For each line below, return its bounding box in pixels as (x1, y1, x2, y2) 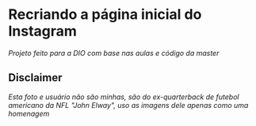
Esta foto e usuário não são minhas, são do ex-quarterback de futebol (8, 92, 239, 102)
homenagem (8, 109, 50, 118)
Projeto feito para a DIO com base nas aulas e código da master (8, 48, 220, 57)
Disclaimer (8, 71, 63, 84)
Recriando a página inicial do (8, 6, 202, 24)
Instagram (8, 22, 78, 40)
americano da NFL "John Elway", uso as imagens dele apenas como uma (8, 100, 249, 109)
